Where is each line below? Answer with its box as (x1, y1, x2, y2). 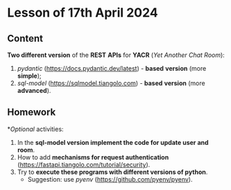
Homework (7, 106, 56, 119)
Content (7, 33, 44, 44)
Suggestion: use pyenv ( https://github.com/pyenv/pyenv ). (27, 175, 193, 183)
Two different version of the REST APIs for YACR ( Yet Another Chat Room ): (7, 51, 225, 59)
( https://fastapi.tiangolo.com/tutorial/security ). (17, 160, 151, 169)
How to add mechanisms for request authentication (17, 153, 169, 161)
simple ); (17, 71, 42, 80)
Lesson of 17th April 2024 (7, 5, 158, 21)
